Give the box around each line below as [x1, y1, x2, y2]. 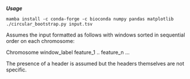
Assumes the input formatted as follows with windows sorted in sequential [6, 31, 185, 38]
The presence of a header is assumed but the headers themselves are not [6, 60, 185, 67]
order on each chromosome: [6, 38, 75, 44]
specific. [6, 66, 27, 73]
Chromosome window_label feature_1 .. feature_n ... [6, 49, 130, 56]
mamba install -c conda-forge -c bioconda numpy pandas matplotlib [6, 16, 174, 22]
